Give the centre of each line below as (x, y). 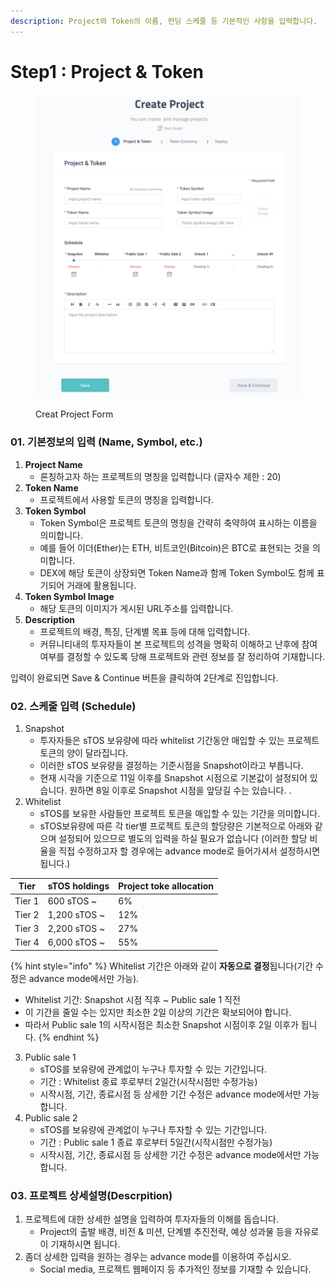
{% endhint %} (69, 1037)
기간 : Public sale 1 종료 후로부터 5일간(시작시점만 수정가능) (156, 1142)
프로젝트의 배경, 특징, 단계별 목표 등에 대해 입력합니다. (145, 631)
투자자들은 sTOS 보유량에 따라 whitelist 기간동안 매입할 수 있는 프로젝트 (179, 740)
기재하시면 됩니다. (85, 1244)
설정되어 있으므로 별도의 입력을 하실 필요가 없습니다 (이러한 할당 (183, 838)
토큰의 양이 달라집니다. (84, 752)
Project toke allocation (166, 886)
